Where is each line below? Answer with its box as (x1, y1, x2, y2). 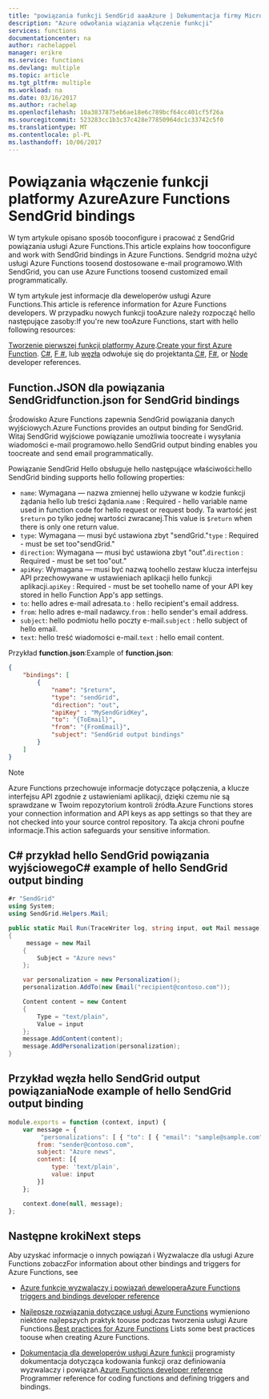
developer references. (8, 358, 82, 367)
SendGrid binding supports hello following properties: (8, 473, 186, 483)
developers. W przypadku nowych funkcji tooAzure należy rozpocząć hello (8, 308, 255, 318)
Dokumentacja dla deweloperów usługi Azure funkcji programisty (19, 1348, 235, 1357)
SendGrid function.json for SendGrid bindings (8, 393, 240, 407)
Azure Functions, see (8, 1268, 78, 1277)
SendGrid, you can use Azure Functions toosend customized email (8, 267, 228, 277)
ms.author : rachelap (8, 101, 78, 109)
